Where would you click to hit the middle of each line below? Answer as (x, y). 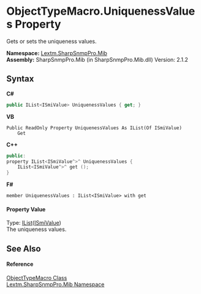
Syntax (20, 79)
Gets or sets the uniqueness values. (51, 41)
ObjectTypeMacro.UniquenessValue (101, 11)
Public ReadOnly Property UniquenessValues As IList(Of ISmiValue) (94, 128)
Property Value (26, 209)
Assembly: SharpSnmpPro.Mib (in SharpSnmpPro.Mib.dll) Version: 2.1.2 (97, 59)
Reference (20, 264)
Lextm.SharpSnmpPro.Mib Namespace (55, 284)
